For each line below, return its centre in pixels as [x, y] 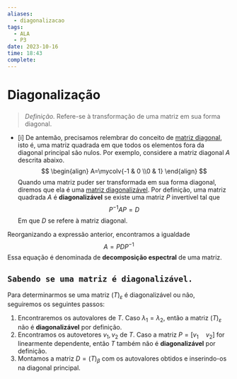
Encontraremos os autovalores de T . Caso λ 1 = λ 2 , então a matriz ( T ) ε [120, 319]
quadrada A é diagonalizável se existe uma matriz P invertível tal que [119, 197]
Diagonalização [54, 94]
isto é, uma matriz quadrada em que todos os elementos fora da [111, 145]
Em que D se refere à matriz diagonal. [73, 221]
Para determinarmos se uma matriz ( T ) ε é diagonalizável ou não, [101, 296]
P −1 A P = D [124, 209]
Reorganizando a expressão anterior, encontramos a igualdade [99, 234]
